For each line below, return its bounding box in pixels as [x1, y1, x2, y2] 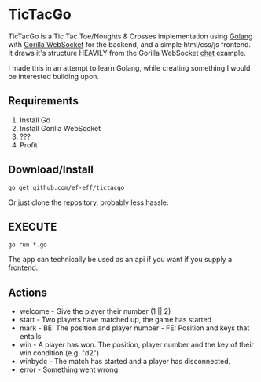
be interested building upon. [8, 71, 100, 81]
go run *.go [8, 241, 47, 249]
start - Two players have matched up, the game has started [19, 315, 212, 325]
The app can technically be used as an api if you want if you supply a [8, 255, 233, 264]
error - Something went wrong [19, 365, 119, 374]
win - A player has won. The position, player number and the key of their [19, 340, 254, 350]
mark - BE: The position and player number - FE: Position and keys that [19, 323, 250, 333]
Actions [8, 286, 47, 299]
